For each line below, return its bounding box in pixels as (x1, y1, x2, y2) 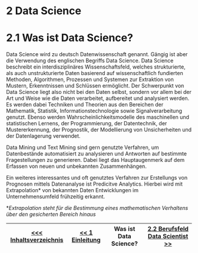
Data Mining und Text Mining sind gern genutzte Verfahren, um (6, 144, 159, 151)
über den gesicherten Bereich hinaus (6, 211, 96, 218)
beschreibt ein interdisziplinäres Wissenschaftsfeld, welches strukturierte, (6, 63, 186, 70)
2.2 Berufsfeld (147, 225, 189, 233)
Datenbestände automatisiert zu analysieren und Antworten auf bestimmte (6, 150, 187, 157)
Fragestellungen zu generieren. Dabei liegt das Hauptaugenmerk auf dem (6, 157, 185, 164)
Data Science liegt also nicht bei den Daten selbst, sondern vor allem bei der (6, 89, 192, 96)
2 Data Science (6, 4, 81, 18)
